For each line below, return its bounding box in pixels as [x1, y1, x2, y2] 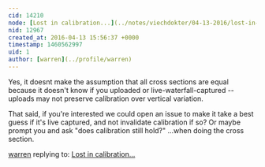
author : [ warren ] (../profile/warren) [8, 56, 132, 64]
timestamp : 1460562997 [8, 41, 83, 49]
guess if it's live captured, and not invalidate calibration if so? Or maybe [8, 117, 241, 127]
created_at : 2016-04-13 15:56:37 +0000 [8, 33, 140, 42]
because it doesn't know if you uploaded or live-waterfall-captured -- [8, 85, 235, 95]
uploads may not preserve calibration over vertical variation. [8, 94, 203, 103]
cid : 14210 [8, 11, 44, 20]
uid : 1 [8, 48, 30, 56]
